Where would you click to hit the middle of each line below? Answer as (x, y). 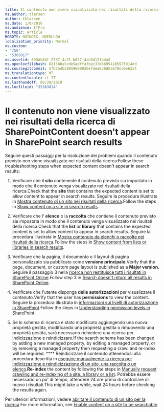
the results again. (30, 390)
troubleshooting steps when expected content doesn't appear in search (77, 166)
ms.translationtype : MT (29, 73)
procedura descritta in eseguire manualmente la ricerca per (72, 359)
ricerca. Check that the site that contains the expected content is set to (83, 191)
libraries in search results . (38, 247)
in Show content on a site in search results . (56, 207)
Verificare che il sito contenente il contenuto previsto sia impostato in (82, 181)
